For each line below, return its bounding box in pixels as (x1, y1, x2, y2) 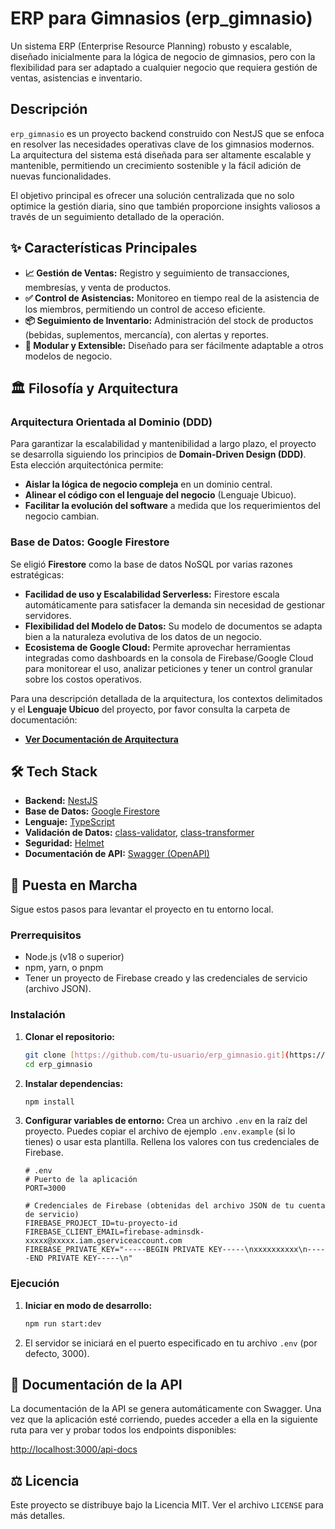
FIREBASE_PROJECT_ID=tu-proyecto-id (24, 1218, 178, 1229)
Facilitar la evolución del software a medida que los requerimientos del (24, 500, 321, 512)
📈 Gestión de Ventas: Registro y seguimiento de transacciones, (24, 267, 290, 279)
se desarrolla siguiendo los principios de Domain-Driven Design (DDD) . (10, 448, 307, 461)
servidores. (24, 609, 72, 621)
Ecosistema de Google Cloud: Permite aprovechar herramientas (24, 641, 291, 653)
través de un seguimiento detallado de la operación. (10, 210, 225, 222)
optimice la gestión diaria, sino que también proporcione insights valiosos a (10, 200, 321, 212)
